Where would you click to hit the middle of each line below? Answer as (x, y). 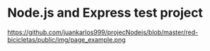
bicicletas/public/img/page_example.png (66, 39)
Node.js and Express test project (105, 13)
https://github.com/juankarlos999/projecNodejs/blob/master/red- (103, 32)
